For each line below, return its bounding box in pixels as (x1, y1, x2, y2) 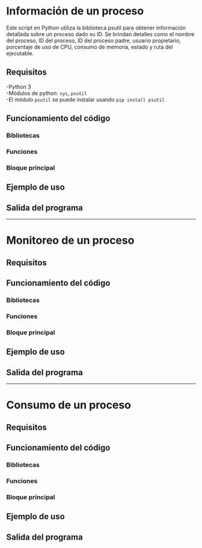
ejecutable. (6, 49, 34, 57)
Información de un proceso (6, 4, 144, 18)
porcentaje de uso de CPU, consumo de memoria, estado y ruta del (6, 43, 173, 51)
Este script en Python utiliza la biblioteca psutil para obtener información (6, 24, 186, 31)
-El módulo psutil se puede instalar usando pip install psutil (6, 96, 165, 103)
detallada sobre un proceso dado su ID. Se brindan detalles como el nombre (6, 30, 195, 37)
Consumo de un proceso (6, 398, 131, 412)
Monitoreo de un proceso (6, 233, 135, 247)
